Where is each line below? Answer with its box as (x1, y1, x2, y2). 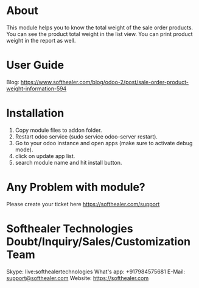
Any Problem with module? (6, 181, 145, 194)
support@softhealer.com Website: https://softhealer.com (6, 274, 149, 281)
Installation (6, 106, 65, 120)
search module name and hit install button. (15, 159, 122, 166)
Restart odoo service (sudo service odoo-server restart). (15, 132, 158, 140)
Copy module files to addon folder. (15, 126, 102, 134)
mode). (15, 146, 33, 153)
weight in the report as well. (6, 37, 76, 44)
